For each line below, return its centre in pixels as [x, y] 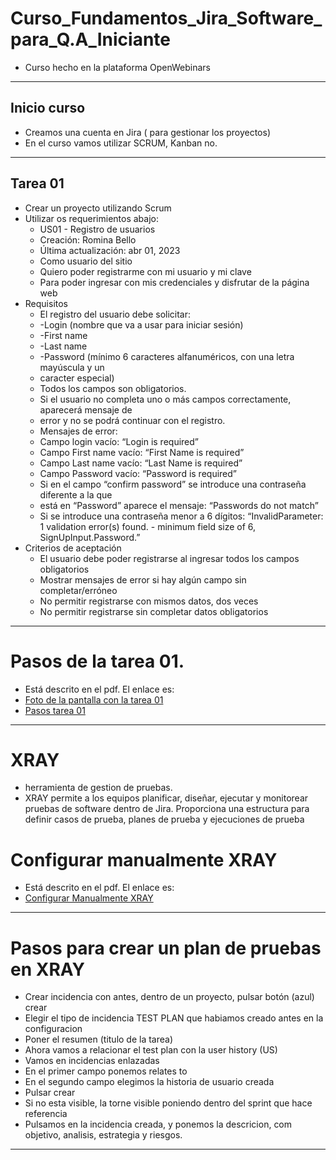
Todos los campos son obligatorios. [113, 388]
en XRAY [47, 969]
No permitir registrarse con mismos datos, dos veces [149, 601]
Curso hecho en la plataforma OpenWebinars [117, 67]
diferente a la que [76, 494]
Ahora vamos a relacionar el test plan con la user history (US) [151, 1050]
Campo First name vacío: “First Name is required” [142, 452]
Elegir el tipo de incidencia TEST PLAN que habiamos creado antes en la [174, 1018]
